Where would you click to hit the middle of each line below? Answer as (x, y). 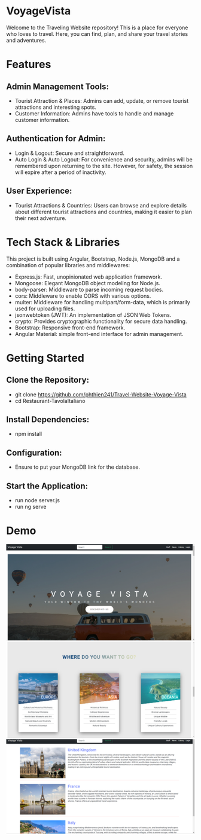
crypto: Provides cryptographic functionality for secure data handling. (101, 321)
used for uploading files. (45, 308)
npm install (28, 434)
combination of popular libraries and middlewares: (68, 265)
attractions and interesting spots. (56, 107)
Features (29, 65)
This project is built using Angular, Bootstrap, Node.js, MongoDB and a (93, 259)
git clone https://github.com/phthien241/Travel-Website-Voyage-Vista (100, 394)
